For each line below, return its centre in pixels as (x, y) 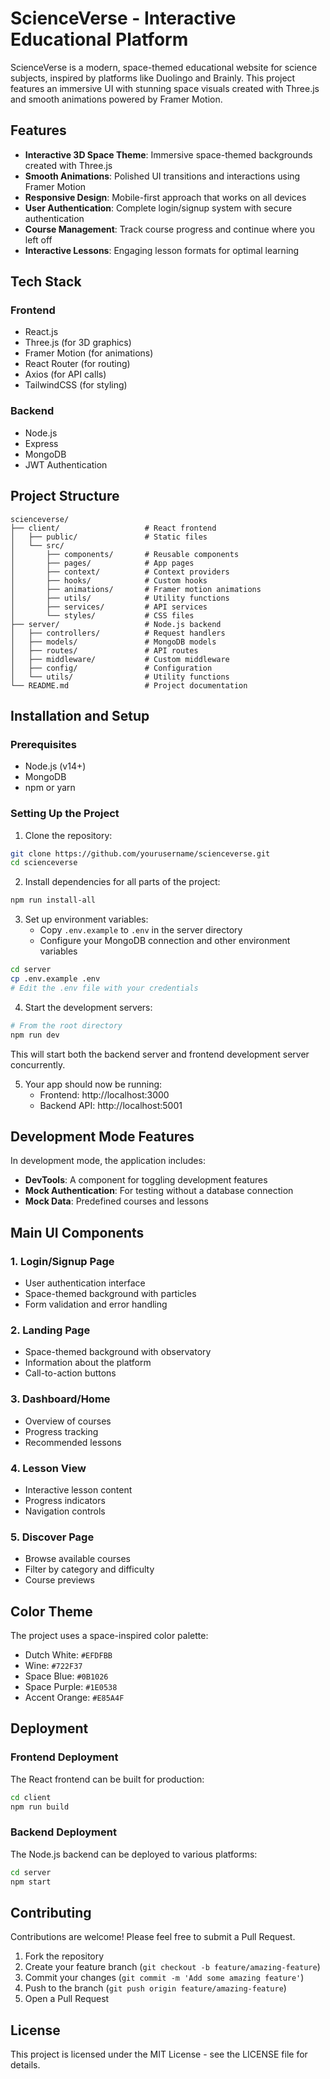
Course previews (59, 1580)
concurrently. (38, 1064)
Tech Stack (46, 282)
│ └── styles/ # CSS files (102, 615)
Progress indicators (65, 1500)
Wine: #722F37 (53, 1666)
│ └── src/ (37, 545)
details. (25, 2065)
